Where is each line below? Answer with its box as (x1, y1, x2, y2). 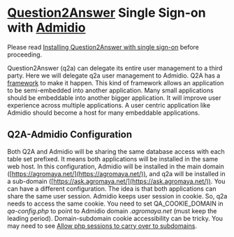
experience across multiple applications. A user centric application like (7, 101, 211, 109)
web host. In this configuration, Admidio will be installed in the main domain (7, 162, 225, 171)
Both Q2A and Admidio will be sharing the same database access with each (7, 147, 225, 155)
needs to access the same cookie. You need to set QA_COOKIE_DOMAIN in (7, 199, 224, 208)
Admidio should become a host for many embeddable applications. (7, 108, 200, 117)
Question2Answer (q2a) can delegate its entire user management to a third (7, 64, 223, 72)
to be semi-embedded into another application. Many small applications (7, 86, 214, 94)
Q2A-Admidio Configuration (7, 129, 133, 141)
